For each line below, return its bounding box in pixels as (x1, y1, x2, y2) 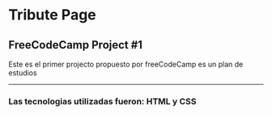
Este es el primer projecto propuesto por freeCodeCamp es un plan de (8, 59, 244, 69)
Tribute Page (8, 6, 97, 24)
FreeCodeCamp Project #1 (8, 38, 143, 52)
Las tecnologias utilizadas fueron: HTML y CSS (8, 96, 197, 107)
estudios (8, 68, 38, 78)
